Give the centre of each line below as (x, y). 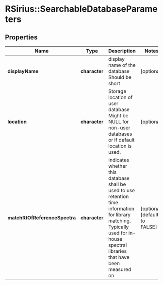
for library (120, 215)
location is (120, 146)
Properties (21, 37)
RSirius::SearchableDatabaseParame (81, 9)
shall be (117, 184)
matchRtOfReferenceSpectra (42, 218)
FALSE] (149, 227)
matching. (120, 221)
